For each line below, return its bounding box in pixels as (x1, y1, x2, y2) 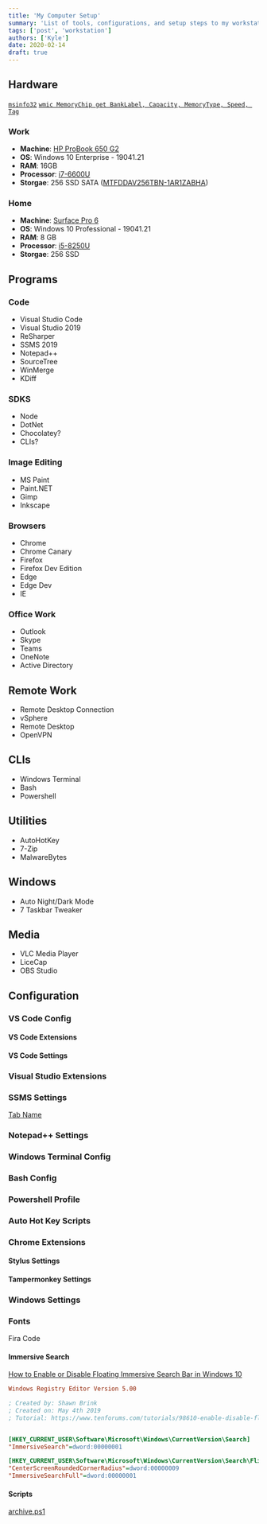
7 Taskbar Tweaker (19, 904, 83, 915)
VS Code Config (8, 1013, 72, 1024)
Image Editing (8, 457, 63, 468)
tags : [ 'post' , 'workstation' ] (8, 26, 112, 34)
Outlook (19, 627, 46, 636)
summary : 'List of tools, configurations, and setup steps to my (8, 19, 229, 27)
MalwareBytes (19, 852, 68, 861)
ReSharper (19, 332, 56, 341)
